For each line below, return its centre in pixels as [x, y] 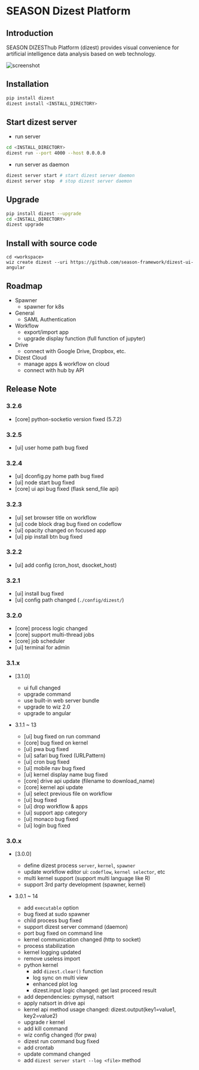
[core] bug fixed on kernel [56, 743]
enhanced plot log [55, 984]
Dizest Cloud [30, 357]
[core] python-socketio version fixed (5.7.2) [68, 419]
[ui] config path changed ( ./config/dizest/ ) [69, 600]
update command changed [57, 1054]
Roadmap [25, 286]
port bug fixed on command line [63, 933]
